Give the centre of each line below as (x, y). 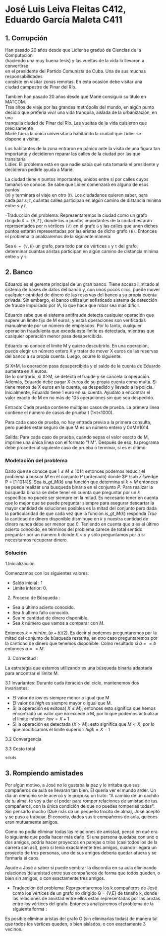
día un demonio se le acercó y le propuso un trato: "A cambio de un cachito (82, 796)
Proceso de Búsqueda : (36, 598)
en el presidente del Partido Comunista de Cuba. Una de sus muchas (76, 71)
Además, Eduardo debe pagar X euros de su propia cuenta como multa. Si (81, 382)
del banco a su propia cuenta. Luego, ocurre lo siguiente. (64, 356)
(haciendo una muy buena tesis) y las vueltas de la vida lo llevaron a (75, 60)
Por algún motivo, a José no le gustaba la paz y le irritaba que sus (72, 785)
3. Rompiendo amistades (44, 773)
